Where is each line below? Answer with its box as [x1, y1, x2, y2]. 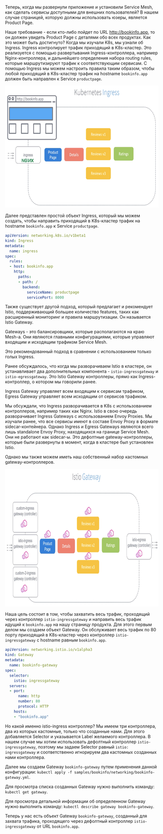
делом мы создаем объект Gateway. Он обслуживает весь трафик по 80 [5, 627, 157, 633]
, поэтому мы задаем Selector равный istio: [36, 744, 129, 749]
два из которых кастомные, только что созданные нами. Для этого [5, 728, 145, 734]
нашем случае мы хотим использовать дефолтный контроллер [5, 739, 137, 745]
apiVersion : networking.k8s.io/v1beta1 [5, 233, 86, 238]
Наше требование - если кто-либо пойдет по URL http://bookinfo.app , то [5, 29, 155, 35]
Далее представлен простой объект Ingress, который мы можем [5, 213, 140, 218]
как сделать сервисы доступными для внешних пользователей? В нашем [5, 9, 159, 15]
